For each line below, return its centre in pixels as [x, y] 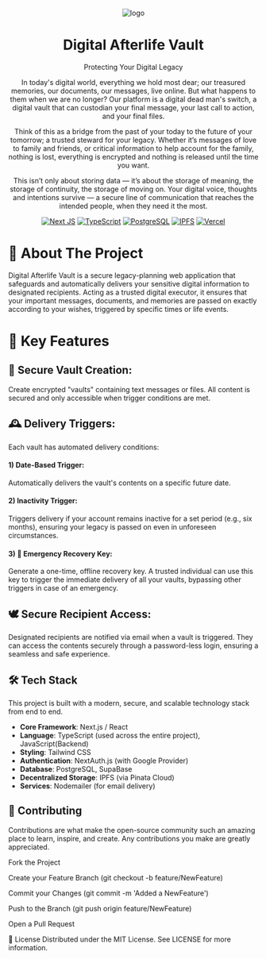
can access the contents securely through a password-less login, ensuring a [133, 645]
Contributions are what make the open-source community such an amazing [132, 830]
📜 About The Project [76, 254]
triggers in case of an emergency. [64, 588]
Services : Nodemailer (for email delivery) [87, 786]
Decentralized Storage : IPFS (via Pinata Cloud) [97, 777]
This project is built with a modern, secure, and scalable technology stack [129, 703]
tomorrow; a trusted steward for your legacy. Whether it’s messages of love [133, 140]
